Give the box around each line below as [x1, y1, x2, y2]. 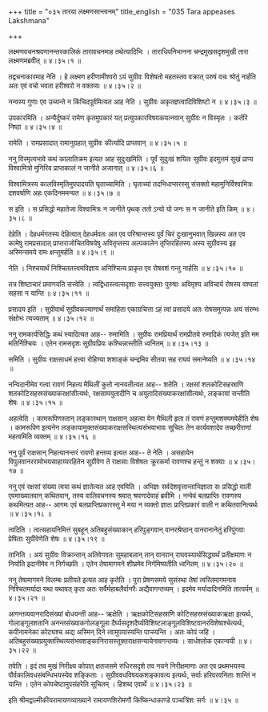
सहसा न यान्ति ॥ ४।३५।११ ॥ [8, 289, 90, 297]
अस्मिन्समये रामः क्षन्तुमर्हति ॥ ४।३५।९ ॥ [8, 248, 114, 257]
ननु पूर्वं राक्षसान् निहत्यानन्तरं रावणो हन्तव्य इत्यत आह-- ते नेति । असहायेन [8, 448, 194, 457]
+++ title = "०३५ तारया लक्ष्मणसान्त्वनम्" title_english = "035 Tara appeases [8, 7, 235, 16]
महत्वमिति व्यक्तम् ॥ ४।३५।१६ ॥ [8, 432, 96, 441]
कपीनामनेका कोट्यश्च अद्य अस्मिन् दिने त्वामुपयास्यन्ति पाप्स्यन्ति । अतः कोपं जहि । [8, 627, 216, 637]
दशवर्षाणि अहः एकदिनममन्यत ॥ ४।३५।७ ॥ [8, 188, 120, 197]
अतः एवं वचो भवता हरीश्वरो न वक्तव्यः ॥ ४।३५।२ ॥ [8, 81, 142, 91]
